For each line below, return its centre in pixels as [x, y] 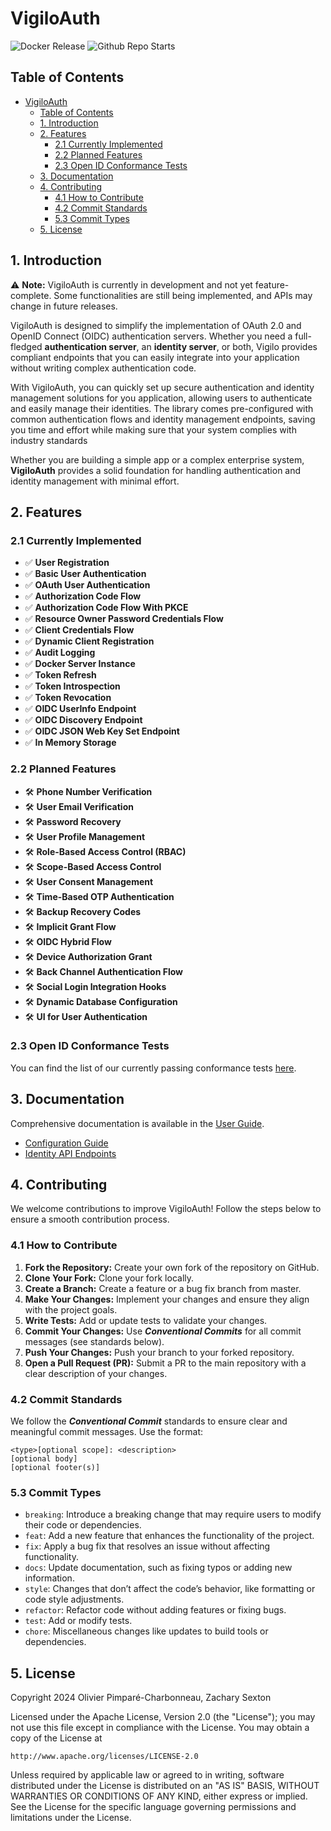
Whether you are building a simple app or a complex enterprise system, [157, 459]
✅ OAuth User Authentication [87, 585]
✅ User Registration [67, 563]
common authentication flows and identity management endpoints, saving [163, 419]
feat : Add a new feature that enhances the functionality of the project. [169, 1536]
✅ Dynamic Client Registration [89, 641]
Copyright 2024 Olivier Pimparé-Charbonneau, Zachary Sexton [141, 1698]
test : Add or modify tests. [78, 1621]
